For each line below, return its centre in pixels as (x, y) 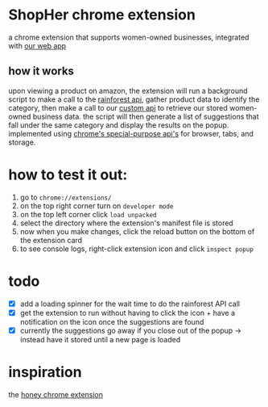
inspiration (45, 372)
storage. (22, 142)
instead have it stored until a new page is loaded (100, 339)
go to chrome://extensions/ (66, 197)
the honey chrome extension (56, 394)
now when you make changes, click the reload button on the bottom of (137, 231)
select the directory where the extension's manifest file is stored (126, 223)
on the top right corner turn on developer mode (97, 206)
